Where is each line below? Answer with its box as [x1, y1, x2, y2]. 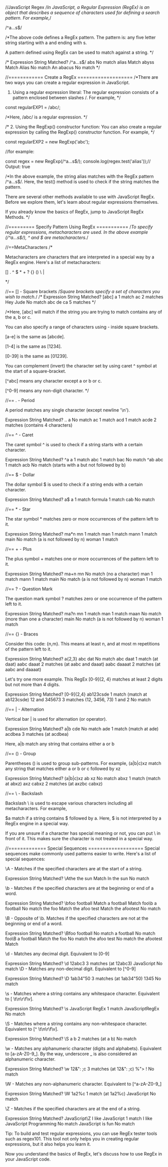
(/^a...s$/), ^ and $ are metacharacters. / [5, 234, 89, 240]
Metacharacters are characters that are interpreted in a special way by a [5, 254, 154, 260]
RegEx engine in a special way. [5, 821, 69, 826]
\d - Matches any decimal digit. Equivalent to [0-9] [5, 951, 110, 957]
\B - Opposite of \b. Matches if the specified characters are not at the [5, 916, 149, 921]
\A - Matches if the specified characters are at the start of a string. [5, 866, 143, 871]
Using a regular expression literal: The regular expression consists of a [12, 89, 158, 95]
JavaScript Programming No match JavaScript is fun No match [5, 1121, 135, 1126]
